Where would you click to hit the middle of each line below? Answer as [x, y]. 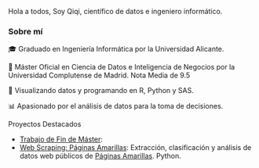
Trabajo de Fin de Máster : [61, 139]
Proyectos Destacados [45, 124]
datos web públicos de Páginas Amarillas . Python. [100, 156]
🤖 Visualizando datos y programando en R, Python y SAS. [101, 91]
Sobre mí [26, 31]
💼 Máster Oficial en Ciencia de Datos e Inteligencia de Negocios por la [122, 67]
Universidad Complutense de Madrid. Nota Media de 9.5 [99, 75]
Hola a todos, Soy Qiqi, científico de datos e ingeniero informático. [115, 11]
